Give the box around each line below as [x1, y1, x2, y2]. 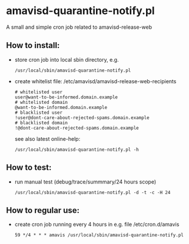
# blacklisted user [14, 110, 63, 116]
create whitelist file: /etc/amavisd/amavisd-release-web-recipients [14, 77, 177, 84]
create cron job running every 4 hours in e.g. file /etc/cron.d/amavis [14, 221, 180, 228]
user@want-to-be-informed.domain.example [14, 94, 118, 100]
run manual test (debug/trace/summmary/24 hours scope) [14, 178, 157, 185]
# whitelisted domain [14, 99, 68, 105]
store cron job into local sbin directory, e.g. [14, 56, 119, 63]
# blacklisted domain [14, 120, 68, 126]
